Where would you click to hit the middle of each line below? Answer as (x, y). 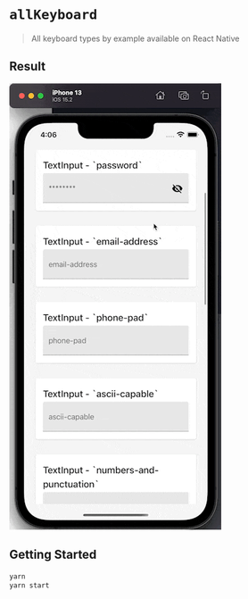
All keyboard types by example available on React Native (135, 38)
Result (28, 67)
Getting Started (53, 555)
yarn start (29, 585)
